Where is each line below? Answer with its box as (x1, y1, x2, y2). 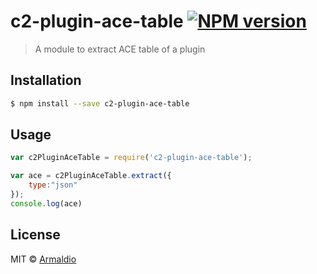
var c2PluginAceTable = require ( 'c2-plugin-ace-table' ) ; (10, 153, 253, 163)
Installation (10, 72, 82, 89)
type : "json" (28, 180, 78, 190)
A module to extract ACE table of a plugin (34, 43, 206, 55)
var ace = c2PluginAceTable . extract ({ (10, 171, 172, 181)
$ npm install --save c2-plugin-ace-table (10, 98, 190, 109)
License (10, 226, 61, 244)
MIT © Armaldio (10, 253, 77, 265)
